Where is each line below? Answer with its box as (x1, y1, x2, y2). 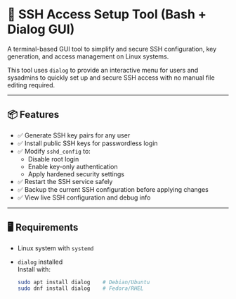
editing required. (7, 80, 55, 89)
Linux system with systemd (17, 243, 94, 252)
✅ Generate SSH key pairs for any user (17, 130, 131, 140)
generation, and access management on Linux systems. (7, 52, 169, 61)
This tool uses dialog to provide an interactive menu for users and (7, 66, 199, 74)
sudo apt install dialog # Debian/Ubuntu (17, 279, 150, 286)
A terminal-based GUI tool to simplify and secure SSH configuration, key (7, 44, 217, 53)
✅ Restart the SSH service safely (17, 177, 113, 185)
